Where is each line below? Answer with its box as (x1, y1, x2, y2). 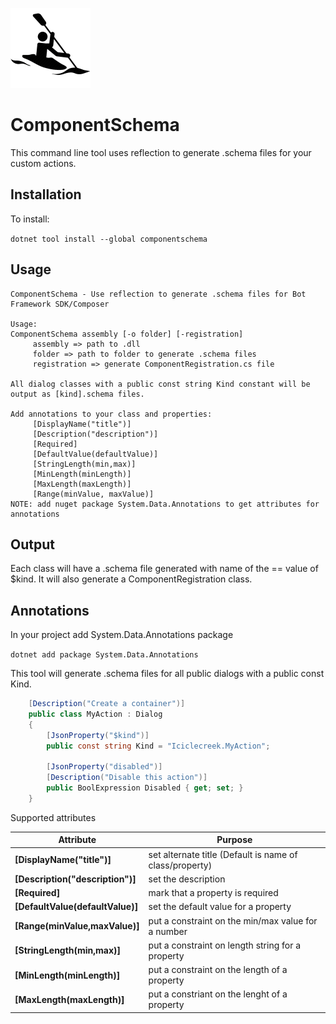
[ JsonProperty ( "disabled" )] (46, 762, 163, 772)
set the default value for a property (148, 901, 292, 913)
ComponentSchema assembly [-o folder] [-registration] (10, 329, 244, 339)
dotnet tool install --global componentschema (10, 234, 208, 244)
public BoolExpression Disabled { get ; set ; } (46, 783, 244, 793)
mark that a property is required (148, 887, 279, 899)
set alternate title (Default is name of (148, 848, 298, 860)
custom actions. (10, 157, 77, 169)
